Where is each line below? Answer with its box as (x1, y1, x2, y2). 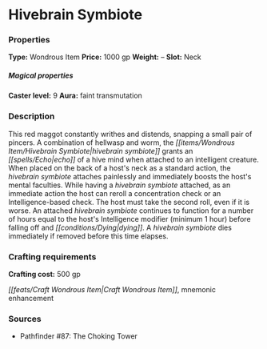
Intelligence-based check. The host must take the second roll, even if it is (8, 197, 250, 207)
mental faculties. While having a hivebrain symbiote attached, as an (8, 180, 231, 190)
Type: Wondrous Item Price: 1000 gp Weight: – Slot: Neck (8, 52, 201, 62)
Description (8, 110, 55, 122)
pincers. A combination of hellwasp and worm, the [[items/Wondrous (8, 138, 236, 147)
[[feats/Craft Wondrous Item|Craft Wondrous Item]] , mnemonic (8, 285, 216, 295)
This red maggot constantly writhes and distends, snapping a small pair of (8, 129, 253, 138)
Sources (8, 313, 42, 324)
